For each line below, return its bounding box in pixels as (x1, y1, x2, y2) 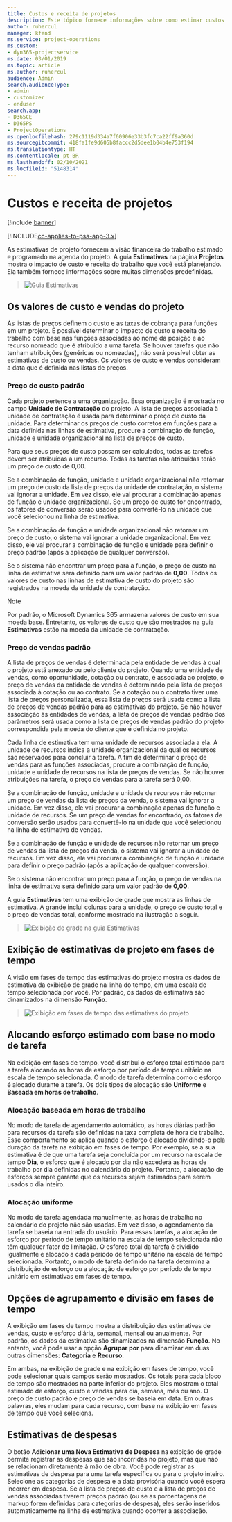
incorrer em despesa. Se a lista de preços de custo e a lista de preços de (7, 1484, 216, 1493)
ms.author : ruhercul (7, 68, 67, 75)
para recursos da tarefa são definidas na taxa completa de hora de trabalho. (7, 1128, 225, 1136)
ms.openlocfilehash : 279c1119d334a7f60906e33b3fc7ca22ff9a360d (7, 133, 194, 140)
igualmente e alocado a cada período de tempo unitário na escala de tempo (7, 1250, 223, 1259)
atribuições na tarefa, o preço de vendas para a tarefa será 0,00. (7, 775, 192, 783)
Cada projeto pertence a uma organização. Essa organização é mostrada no (7, 397, 224, 405)
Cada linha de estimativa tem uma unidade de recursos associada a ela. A (7, 738, 218, 746)
